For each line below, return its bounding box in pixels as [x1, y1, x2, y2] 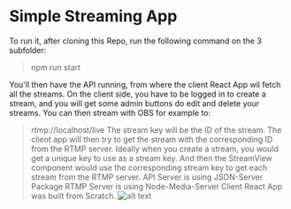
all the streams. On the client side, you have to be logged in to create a [9, 89, 267, 99]
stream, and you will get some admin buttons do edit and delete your [9, 97, 259, 108]
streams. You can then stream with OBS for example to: [9, 107, 211, 118]
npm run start [30, 62, 81, 73]
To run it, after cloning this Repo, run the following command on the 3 [9, 35, 263, 46]
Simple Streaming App [9, 6, 178, 27]
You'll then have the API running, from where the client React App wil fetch [9, 79, 281, 89]
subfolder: [9, 44, 47, 55]
